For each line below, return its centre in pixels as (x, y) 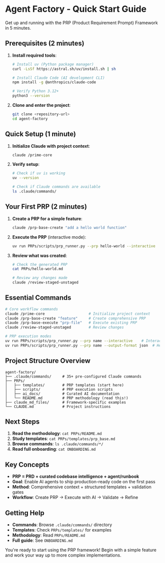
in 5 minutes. (18, 28)
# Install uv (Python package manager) (53, 64)
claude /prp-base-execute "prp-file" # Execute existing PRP (71, 323)
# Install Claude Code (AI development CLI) (58, 78)
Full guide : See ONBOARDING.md (42, 540)
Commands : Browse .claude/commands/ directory (62, 525)
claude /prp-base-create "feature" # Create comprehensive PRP (76, 318)
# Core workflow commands (31, 309)
